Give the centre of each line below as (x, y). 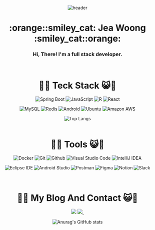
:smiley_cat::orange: (77, 39)
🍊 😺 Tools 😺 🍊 (77, 144)
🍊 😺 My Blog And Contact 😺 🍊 (77, 198)
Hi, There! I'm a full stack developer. (77, 54)
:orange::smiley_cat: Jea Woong (77, 28)
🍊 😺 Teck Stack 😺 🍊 (77, 85)
